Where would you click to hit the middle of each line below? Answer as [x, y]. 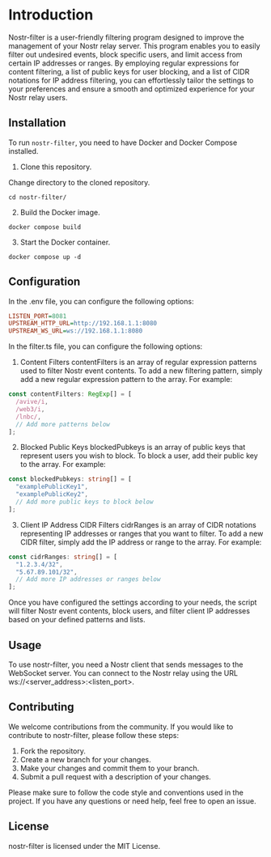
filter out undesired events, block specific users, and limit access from [125, 54]
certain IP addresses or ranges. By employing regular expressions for [124, 63]
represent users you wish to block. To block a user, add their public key [139, 456]
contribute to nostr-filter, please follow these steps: [94, 735]
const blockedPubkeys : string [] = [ [70, 479]
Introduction [51, 15]
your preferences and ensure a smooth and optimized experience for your [131, 89]
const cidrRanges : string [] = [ [63, 557]
